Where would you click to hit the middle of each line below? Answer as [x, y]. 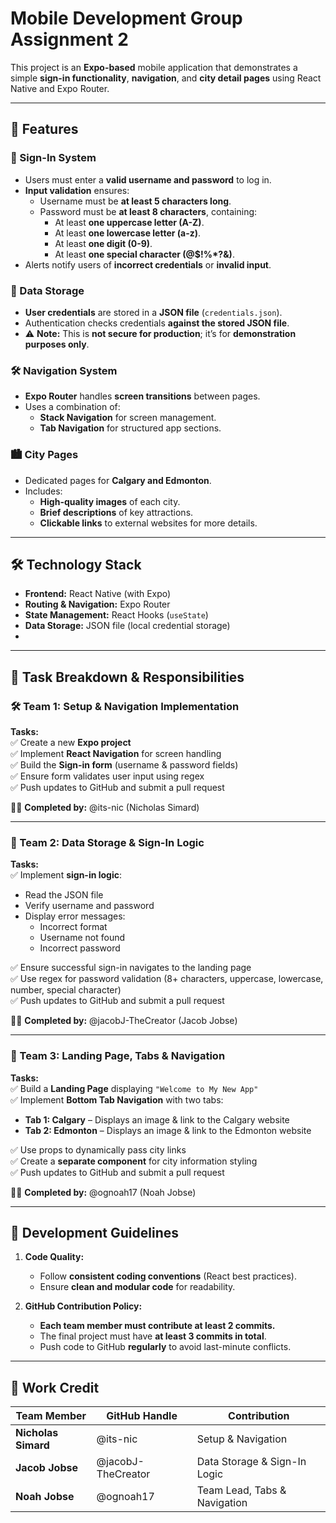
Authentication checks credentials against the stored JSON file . [157, 323]
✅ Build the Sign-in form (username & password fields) [124, 765]
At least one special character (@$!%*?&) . [144, 254]
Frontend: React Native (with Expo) [98, 594]
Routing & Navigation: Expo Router [97, 604]
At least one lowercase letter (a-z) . [128, 233]
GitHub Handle [142, 1416]
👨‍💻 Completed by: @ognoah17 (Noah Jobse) [103, 1192]
